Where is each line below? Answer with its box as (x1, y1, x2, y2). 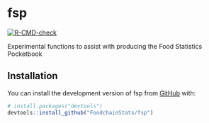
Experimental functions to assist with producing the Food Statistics (7, 42, 203, 50)
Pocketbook (7, 49, 43, 58)
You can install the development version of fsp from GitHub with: (7, 88, 196, 97)
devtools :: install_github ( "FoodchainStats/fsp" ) (7, 109, 154, 116)
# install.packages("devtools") (7, 102, 103, 110)
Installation (7, 70, 58, 82)
